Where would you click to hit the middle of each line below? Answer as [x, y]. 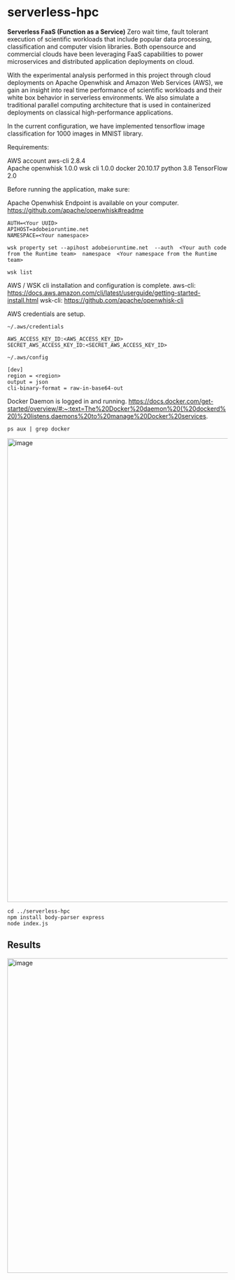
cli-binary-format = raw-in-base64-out [65, 388]
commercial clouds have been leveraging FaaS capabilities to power [105, 54]
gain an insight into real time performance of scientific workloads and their [115, 90]
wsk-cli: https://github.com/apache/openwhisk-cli [112, 300]
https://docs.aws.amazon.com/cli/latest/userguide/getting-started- [104, 293]
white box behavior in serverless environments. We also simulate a [103, 97]
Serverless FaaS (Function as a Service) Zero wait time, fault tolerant [108, 32]
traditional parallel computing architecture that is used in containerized [109, 105]
